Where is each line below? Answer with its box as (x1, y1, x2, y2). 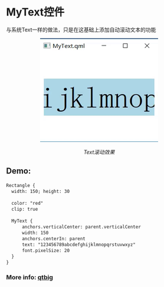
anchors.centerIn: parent (21, 236, 86, 241)
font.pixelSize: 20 (21, 247, 70, 253)
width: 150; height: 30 (11, 188, 70, 194)
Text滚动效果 (83, 149, 115, 156)
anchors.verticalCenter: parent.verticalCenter (21, 224, 142, 230)
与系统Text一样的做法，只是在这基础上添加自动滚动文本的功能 (6, 26, 156, 33)
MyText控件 (6, 5, 65, 19)
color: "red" (11, 200, 44, 206)
